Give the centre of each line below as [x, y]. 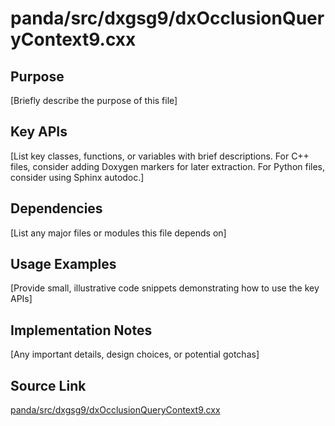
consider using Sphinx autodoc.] [77, 177]
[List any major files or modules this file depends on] [118, 233]
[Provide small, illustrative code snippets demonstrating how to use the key [165, 288]
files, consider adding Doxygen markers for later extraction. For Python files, [168, 166]
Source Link [48, 385]
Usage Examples [63, 264]
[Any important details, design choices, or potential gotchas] [135, 354]
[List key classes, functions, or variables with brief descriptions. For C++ [160, 156]
